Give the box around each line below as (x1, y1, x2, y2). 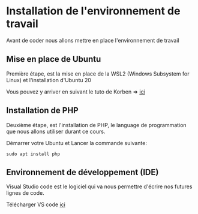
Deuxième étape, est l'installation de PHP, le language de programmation (6, 121, 187, 128)
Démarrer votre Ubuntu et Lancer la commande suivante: (6, 139, 147, 146)
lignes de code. (6, 189, 44, 197)
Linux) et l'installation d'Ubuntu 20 (6, 76, 92, 83)
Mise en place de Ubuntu (6, 54, 101, 64)
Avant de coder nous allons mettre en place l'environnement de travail (6, 37, 179, 44)
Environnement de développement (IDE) (6, 167, 159, 177)
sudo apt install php (6, 151, 61, 157)
